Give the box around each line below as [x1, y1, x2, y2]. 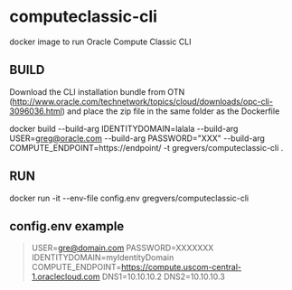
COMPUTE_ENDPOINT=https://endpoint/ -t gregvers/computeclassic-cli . [9, 142, 284, 153]
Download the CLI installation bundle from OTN [9, 86, 185, 97]
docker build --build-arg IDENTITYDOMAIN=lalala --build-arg [9, 123, 239, 134]
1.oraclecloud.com [31, 271, 100, 282]
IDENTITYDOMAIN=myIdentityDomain [31, 252, 174, 263]
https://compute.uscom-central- [120, 262, 242, 273]
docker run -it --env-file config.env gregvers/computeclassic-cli [9, 192, 250, 203]
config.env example [9, 219, 125, 234]
